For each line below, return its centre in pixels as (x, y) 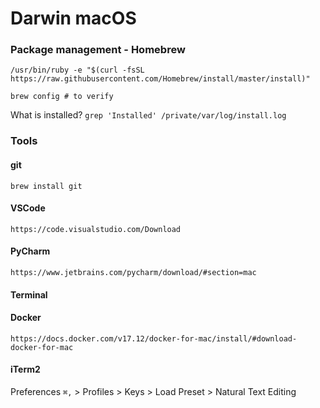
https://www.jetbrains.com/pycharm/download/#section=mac (133, 273)
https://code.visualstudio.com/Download (96, 229)
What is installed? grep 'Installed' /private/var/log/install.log (148, 115)
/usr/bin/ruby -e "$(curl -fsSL (77, 70)
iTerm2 (25, 369)
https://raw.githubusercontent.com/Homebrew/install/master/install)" (160, 79)
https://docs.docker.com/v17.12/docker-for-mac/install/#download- (154, 338)
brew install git (46, 186)
